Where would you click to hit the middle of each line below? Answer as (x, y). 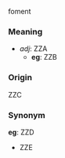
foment (20, 11)
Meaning (25, 31)
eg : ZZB (44, 57)
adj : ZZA (33, 49)
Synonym (27, 115)
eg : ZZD (21, 132)
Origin (20, 78)
